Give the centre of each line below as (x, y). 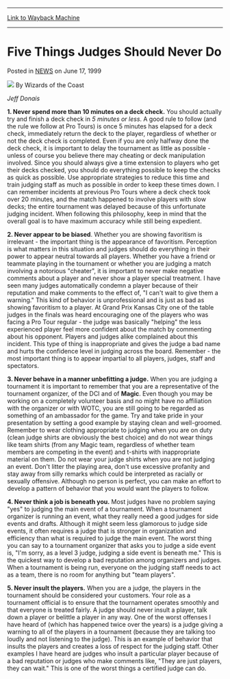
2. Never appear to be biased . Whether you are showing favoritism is (105, 234)
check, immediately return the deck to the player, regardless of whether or (112, 133)
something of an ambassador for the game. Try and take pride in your (105, 415)
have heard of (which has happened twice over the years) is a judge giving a (115, 624)
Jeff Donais (24, 98)
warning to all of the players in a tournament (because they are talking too (111, 632)
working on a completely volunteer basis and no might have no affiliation (110, 401)
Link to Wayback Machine (43, 18)
